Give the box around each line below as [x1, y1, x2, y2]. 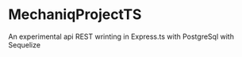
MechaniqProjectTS [8, 6, 142, 24]
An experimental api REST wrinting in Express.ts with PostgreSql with [8, 32, 234, 41]
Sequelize [8, 40, 41, 49]
